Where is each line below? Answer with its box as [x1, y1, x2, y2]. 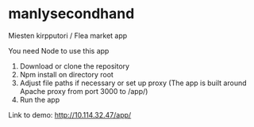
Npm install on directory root [19, 69, 114, 79]
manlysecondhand [8, 5, 135, 23]
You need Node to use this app [8, 46, 110, 55]
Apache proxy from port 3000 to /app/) [19, 86, 148, 95]
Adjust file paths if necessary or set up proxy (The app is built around [19, 78, 248, 88]
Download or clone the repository [19, 61, 129, 71]
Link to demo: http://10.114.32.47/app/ [8, 110, 132, 119]
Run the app [19, 95, 60, 104]
